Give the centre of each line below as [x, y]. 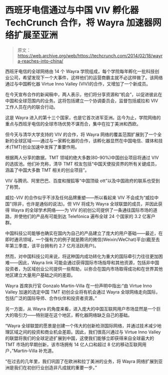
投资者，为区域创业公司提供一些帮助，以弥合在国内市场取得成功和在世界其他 [84, 268]
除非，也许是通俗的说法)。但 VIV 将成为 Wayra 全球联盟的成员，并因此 [86, 203]
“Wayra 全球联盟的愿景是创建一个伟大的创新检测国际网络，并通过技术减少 [81, 325]
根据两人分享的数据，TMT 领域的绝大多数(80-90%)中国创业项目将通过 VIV [82, 157]
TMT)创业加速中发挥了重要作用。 [45, 147]
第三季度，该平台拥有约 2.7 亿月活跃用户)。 [54, 245]
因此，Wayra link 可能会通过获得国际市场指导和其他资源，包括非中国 [89, 262]
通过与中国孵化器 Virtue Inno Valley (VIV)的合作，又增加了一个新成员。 [78, 83]
